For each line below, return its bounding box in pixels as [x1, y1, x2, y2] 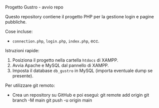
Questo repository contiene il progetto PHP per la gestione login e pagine [5, 14, 154, 19]
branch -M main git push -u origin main [12, 97, 92, 103]
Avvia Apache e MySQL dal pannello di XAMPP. [12, 63, 109, 68]
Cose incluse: [5, 29, 33, 34]
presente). [12, 73, 34, 78]
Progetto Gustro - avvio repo [5, 4, 64, 10]
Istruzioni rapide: [5, 48, 40, 53]
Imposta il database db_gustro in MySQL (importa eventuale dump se [12, 68, 153, 73]
